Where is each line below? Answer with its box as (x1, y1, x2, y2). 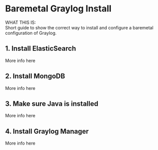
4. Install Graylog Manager (5, 127, 89, 136)
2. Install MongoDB (5, 72, 66, 80)
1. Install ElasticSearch (5, 44, 76, 53)
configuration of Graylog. (5, 30, 57, 36)
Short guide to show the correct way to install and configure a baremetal (5, 24, 154, 30)
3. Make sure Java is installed (5, 99, 98, 108)
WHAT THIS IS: (5, 19, 36, 25)
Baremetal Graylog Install (5, 3, 112, 14)
